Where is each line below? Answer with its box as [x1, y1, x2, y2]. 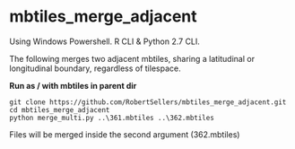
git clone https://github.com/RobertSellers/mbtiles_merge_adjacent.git [9, 97, 287, 107]
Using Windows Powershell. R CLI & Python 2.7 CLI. [9, 36, 200, 47]
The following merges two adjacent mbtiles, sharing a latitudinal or [9, 53, 256, 64]
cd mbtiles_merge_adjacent [9, 105, 110, 114]
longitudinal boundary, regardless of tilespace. [9, 63, 181, 74]
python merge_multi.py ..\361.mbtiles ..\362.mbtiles [9, 113, 215, 122]
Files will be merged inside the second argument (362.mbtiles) [9, 128, 240, 140]
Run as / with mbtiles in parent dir [9, 80, 137, 91]
